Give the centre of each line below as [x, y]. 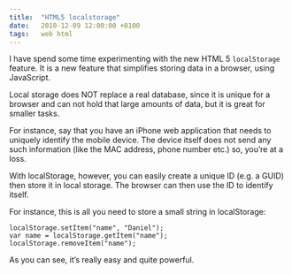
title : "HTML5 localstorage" [65, 17]
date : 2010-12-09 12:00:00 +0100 [75, 26]
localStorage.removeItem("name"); [73, 244]
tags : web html [41, 34]
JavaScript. [30, 78]
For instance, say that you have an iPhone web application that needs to [140, 131]
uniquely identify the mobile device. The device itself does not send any [140, 140]
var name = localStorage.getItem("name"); [88, 236]
